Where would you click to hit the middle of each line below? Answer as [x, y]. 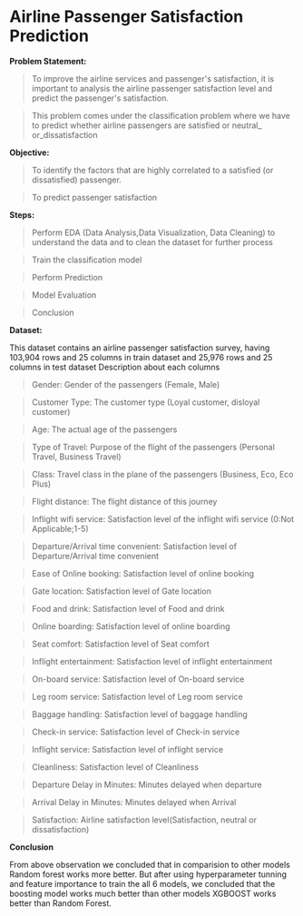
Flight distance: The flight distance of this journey [124, 501]
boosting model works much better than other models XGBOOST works [143, 893]
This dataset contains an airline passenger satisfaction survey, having [140, 348]
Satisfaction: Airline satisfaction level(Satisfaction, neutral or [144, 820]
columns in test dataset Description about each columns [115, 367]
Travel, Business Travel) [76, 457]
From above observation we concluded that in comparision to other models [150, 864]
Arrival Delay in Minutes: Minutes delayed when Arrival [134, 802]
